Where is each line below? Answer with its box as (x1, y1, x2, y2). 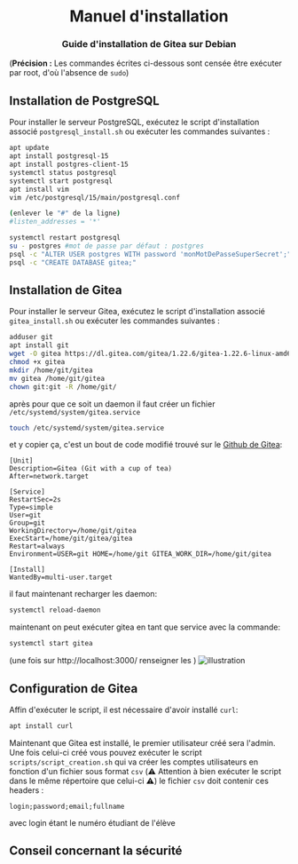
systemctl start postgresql (9, 176, 114, 186)
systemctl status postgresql (9, 168, 117, 177)
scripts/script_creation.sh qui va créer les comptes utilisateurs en (9, 757, 259, 767)
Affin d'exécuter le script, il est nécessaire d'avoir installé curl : (9, 704, 239, 716)
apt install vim (9, 185, 69, 194)
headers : (9, 784, 44, 796)
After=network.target (9, 472, 90, 481)
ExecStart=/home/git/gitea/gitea (9, 535, 133, 543)
